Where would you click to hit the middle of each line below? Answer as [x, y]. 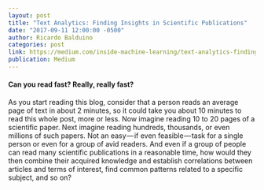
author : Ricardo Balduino [50, 37]
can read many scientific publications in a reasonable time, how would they [130, 153]
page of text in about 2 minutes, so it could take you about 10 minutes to [125, 110]
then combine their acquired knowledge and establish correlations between [130, 161]
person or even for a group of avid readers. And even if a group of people [127, 144]
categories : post [37, 45]
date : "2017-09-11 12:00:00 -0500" [66, 30]
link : [17, 52]
